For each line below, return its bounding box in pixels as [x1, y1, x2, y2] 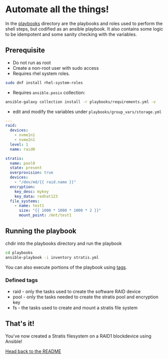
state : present [10, 165, 42, 171]
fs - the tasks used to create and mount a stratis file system [12, 305, 138, 311]
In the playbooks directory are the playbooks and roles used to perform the [5, 20, 163, 26]
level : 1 [10, 142, 29, 147]
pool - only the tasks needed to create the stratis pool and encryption [12, 294, 159, 300]
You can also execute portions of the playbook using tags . [5, 264, 127, 270]
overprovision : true [10, 170, 53, 175]
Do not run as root [12, 60, 51, 66]
